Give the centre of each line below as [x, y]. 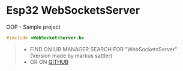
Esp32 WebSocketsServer [73, 10]
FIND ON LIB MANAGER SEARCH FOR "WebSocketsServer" [103, 49]
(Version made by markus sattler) [71, 55]
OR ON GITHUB [49, 62]
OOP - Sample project [33, 27]
